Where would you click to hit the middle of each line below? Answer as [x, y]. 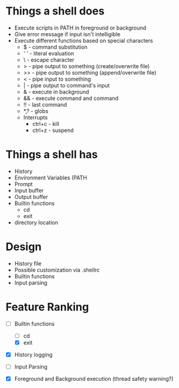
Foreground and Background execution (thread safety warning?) [94, 379]
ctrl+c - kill [46, 124]
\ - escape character [49, 60]
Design [24, 247]
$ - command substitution [55, 47]
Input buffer [29, 190]
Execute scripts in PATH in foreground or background [80, 28]
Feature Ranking [47, 307]
